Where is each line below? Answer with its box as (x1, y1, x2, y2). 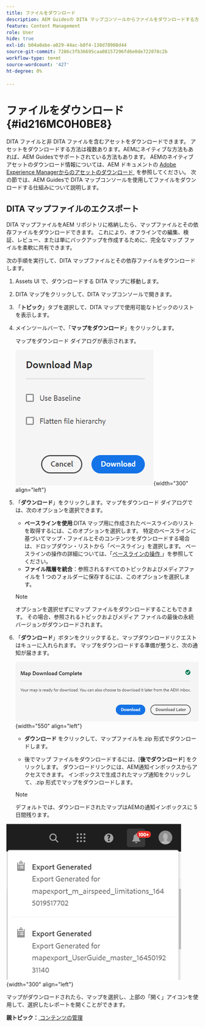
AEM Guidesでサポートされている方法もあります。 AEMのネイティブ (22, 153, 194, 160)
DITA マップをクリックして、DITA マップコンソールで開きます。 (15, 291, 175, 298)
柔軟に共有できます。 (22, 244, 76, 251)
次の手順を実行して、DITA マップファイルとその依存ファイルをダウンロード (6, 257, 196, 265)
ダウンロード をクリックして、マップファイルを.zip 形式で (24, 735, 170, 742)
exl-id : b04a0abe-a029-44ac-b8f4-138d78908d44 (6, 42, 127, 48)
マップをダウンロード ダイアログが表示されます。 (15, 337, 140, 345)
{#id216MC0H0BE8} (6, 117, 112, 131)
